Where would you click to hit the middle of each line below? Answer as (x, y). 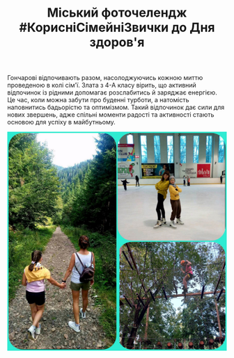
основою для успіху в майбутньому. (62, 122)
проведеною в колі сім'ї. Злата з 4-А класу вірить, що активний (102, 86)
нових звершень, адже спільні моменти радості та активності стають (111, 115)
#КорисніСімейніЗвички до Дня (117, 27)
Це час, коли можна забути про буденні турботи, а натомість (98, 100)
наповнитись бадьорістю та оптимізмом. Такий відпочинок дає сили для (116, 107)
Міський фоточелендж (117, 13)
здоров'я (117, 42)
